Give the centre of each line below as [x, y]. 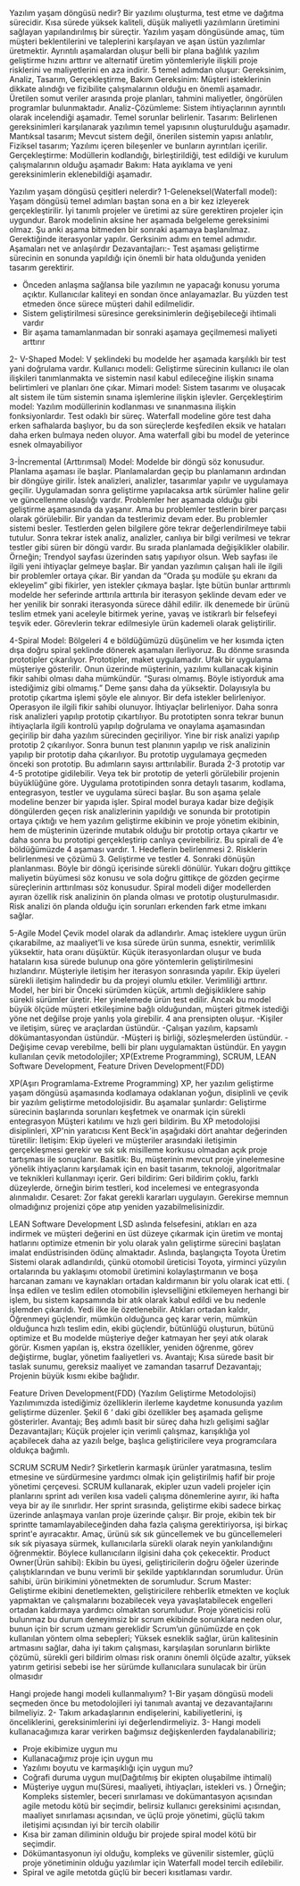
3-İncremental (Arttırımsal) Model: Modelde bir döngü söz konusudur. [137, 462]
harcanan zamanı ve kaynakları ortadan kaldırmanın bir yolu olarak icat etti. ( [150, 1281]
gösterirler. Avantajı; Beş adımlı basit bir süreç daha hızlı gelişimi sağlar [139, 1421]
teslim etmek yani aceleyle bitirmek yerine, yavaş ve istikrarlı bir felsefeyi [143, 614]
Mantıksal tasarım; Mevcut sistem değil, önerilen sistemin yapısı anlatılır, [142, 136]
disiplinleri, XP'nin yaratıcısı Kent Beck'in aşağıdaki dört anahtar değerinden [148, 1131]
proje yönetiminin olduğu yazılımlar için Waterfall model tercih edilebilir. [153, 1863]
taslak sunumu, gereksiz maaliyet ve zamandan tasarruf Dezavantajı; [135, 1366]
